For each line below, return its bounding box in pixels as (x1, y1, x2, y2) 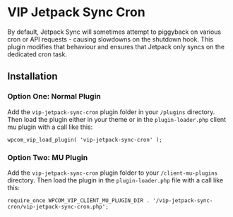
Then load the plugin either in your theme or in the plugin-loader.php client (7, 115, 227, 123)
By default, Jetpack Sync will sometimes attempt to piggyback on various (7, 27, 221, 36)
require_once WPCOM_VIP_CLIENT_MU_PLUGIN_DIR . (7, 197, 150, 204)
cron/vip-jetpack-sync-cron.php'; (7, 203, 109, 210)
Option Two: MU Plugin (7, 152, 88, 162)
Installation (7, 70, 58, 82)
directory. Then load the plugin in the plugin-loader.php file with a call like (7, 175, 224, 184)
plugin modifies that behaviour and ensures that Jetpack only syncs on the (7, 42, 225, 51)
